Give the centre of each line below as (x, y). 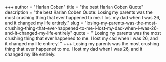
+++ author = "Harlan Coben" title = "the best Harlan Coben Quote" (74, 7)
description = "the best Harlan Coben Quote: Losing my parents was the (79, 12)
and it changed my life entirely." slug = (44, 23)
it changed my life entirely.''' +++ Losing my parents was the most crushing (82, 44)
